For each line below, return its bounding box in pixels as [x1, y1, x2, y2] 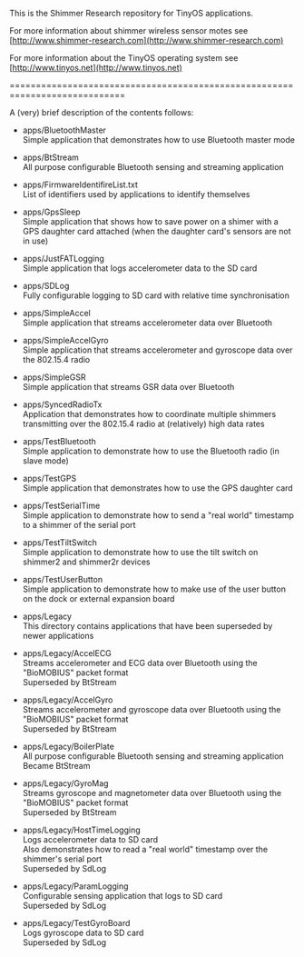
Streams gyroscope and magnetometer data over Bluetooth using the [22, 788, 282, 798]
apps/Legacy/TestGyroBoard [22, 918, 131, 928]
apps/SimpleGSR [22, 372, 86, 383]
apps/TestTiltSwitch [22, 537, 97, 548]
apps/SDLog [22, 281, 70, 291]
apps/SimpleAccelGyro [22, 335, 109, 345]
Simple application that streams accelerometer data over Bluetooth [22, 317, 273, 328]
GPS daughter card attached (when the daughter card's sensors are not [22, 226, 292, 236]
